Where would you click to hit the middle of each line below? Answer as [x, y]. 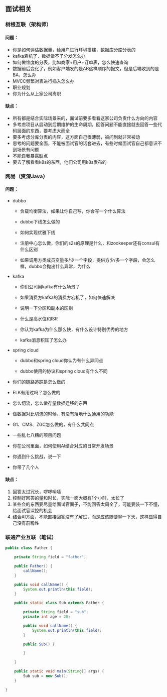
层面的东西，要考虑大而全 [43, 131]
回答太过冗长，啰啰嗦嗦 [37, 492]
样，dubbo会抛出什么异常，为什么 [55, 266]
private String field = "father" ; [50, 557]
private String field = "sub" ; [56, 612]
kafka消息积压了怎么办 [43, 340]
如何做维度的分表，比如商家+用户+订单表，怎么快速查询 [70, 62]
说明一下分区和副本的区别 [46, 308]
